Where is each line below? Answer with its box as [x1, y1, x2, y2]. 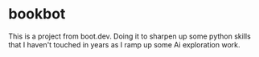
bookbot [8, 5, 66, 23]
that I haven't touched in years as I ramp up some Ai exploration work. [8, 39, 240, 49]
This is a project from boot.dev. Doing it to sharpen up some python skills [8, 31, 251, 41]
